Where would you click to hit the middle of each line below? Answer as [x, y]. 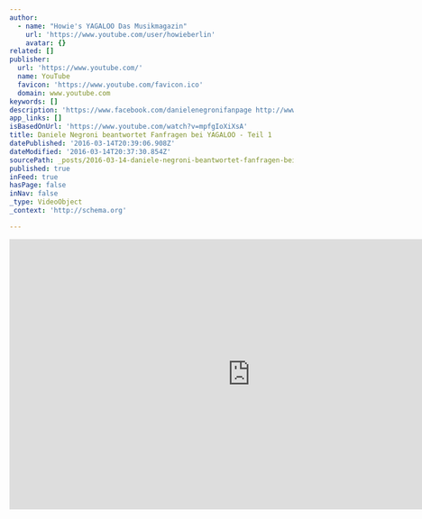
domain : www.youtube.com [64, 93]
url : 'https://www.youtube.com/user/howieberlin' [121, 34]
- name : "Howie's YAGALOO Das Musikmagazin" [102, 26]
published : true [40, 168]
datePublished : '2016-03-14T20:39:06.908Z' [92, 143]
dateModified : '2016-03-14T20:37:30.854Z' [90, 151]
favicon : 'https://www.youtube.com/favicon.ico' [110, 85]
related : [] [32, 51]
